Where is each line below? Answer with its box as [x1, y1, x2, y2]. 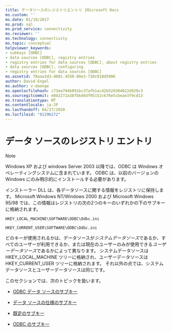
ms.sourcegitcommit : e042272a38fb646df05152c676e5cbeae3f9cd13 [5, 93, 143, 98]
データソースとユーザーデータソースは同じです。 [5, 267, 107, 273]
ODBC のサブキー [12, 321, 50, 327]
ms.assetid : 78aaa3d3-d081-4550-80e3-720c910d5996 [5, 74, 116, 79]
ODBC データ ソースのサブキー [12, 288, 78, 294]
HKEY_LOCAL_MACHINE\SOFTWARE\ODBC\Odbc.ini [5, 216, 100, 221]
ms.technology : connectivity [5, 36, 68, 41]
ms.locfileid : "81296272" [5, 112, 60, 117]
